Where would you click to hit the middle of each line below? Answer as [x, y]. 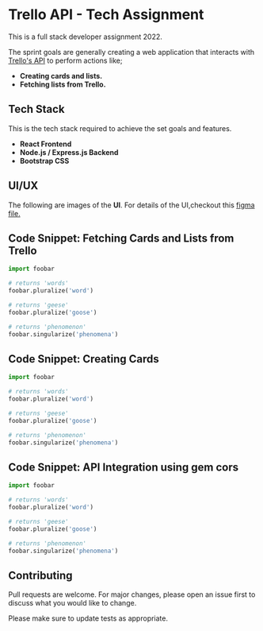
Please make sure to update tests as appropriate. [88, 618]
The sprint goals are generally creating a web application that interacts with [131, 52]
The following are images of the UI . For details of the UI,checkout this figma [131, 205]
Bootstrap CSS [44, 161]
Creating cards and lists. [61, 75]
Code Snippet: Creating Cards [84, 359]
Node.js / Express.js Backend [69, 152]
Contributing [40, 575]
